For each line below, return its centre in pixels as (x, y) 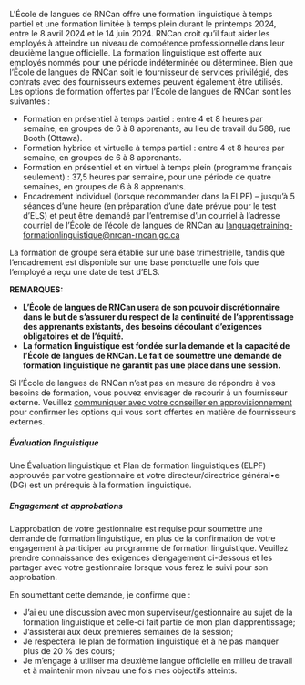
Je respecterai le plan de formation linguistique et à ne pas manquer (151, 641)
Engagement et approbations (66, 506)
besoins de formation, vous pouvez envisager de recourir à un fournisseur (149, 393)
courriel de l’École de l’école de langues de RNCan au (123, 225)
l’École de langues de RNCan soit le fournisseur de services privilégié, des (149, 72)
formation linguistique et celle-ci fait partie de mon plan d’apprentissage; (159, 622)
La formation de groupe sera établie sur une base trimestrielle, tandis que (147, 252)
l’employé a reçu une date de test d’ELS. (85, 272)
